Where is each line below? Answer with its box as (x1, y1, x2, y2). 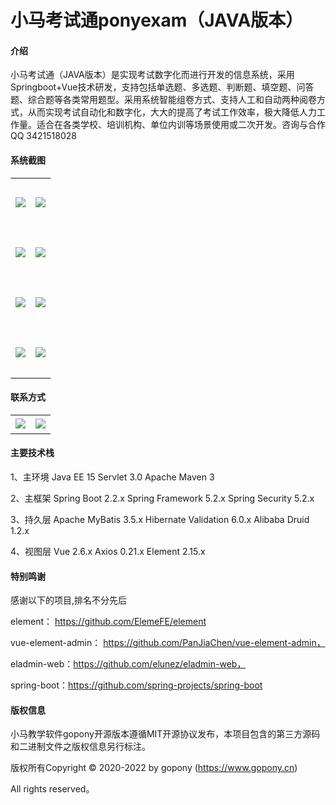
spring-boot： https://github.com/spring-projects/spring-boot (10, 679, 263, 691)
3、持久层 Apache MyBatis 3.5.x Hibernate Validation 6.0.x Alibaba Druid (10, 514, 310, 525)
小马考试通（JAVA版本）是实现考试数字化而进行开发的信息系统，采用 (10, 69, 295, 81)
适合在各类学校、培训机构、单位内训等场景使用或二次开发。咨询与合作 (36, 119, 326, 131)
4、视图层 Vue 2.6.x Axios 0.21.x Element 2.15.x (10, 546, 206, 557)
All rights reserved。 (10, 783, 95, 795)
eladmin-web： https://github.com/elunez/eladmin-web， (10, 658, 247, 670)
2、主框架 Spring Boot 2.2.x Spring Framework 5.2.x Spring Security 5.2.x (10, 492, 315, 504)
